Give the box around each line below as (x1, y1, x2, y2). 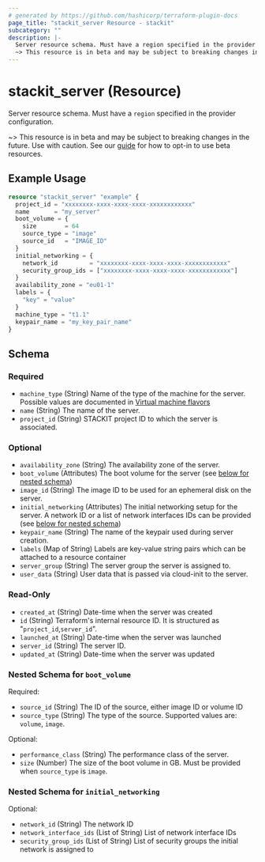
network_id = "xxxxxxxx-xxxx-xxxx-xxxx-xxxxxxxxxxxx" (22, 259, 231, 267)
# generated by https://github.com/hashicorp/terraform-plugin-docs (8, 11, 238, 20)
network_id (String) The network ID (19, 819, 134, 829)
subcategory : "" (8, 26, 62, 34)
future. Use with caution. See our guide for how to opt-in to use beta (8, 140, 231, 150)
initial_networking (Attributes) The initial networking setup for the (19, 502, 238, 512)
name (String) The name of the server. (19, 406, 140, 415)
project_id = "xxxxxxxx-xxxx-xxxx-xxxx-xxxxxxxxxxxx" (15, 200, 196, 208)
